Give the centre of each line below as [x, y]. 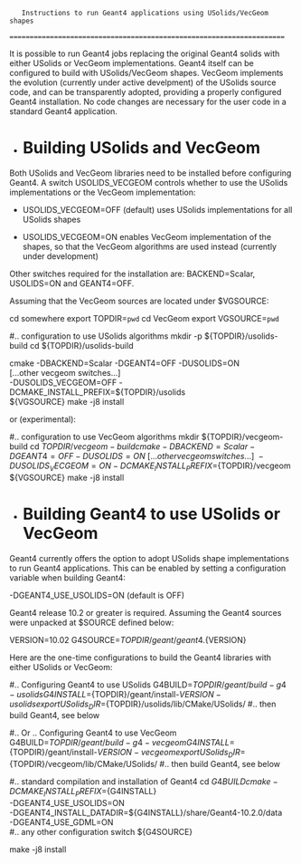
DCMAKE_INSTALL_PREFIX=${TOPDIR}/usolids [98, 392]
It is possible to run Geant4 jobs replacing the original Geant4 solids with [145, 53]
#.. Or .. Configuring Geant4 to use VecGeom [93, 733]
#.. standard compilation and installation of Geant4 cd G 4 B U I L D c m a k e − [144, 782]
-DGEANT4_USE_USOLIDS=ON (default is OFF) [97, 595]
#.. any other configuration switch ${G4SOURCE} [101, 832]
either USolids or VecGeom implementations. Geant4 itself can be [132, 63]
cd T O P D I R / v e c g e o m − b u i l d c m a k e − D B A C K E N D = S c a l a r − [143, 446]
